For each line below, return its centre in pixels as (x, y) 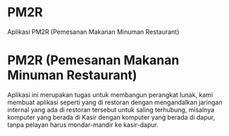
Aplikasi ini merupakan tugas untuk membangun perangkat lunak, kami (110, 94)
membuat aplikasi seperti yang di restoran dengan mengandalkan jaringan (115, 102)
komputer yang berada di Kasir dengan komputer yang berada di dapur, (111, 117)
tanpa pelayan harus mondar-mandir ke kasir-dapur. (83, 125)
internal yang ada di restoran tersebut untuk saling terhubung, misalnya (111, 109)
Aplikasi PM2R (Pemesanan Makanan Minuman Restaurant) (93, 32)
